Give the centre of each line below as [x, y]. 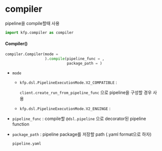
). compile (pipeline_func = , [75, 59]
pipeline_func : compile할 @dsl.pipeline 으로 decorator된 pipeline [79, 119]
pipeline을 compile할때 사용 [32, 23]
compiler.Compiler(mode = [32, 54]
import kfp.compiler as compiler [39, 32]
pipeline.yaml [27, 144]
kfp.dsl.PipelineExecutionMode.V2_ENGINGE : [65, 108]
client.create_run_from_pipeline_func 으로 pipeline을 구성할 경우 [86, 92]
